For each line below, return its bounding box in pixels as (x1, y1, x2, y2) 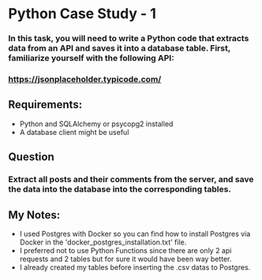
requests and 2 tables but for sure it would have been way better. (19, 254, 232, 263)
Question (8, 151, 54, 164)
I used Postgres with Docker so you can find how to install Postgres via (19, 229, 251, 238)
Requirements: (8, 98, 83, 111)
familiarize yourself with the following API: (8, 53, 175, 64)
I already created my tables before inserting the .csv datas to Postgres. (19, 262, 251, 272)
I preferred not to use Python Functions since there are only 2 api (19, 245, 232, 255)
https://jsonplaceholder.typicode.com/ (8, 74, 162, 85)
